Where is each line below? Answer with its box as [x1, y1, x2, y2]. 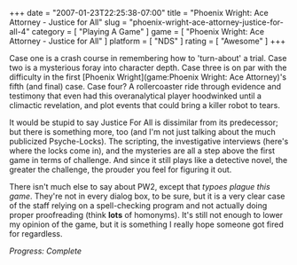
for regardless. [9, 229, 63, 238]
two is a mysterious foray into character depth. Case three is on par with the [9, 62, 287, 73]
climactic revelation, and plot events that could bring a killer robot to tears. [9, 100, 281, 110]
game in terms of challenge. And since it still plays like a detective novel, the [9, 155, 288, 165]
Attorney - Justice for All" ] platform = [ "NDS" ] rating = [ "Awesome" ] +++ [9, 35, 286, 46]
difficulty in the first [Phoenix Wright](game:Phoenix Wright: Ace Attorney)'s [9, 72, 286, 82]
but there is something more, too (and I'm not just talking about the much [9, 127, 277, 136]
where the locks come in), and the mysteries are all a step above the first [9, 145, 275, 156]
